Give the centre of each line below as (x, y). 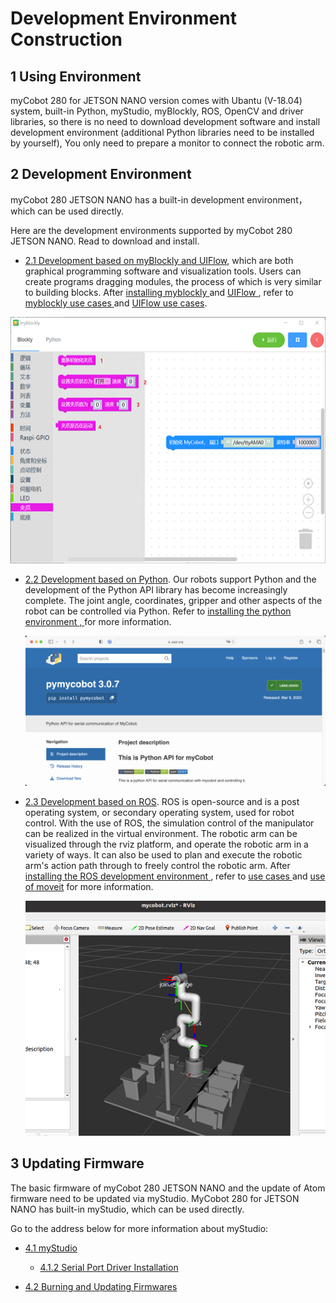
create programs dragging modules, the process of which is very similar (173, 281)
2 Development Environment (101, 174)
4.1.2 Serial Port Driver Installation (109, 1267)
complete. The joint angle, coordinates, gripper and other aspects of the (173, 601)
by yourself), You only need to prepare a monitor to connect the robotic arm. (167, 143)
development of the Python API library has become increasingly (156, 590)
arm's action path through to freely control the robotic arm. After (157, 866)
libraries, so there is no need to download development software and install (165, 121)
